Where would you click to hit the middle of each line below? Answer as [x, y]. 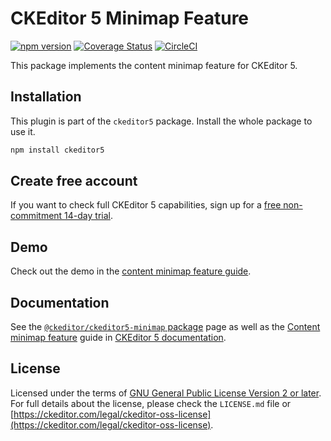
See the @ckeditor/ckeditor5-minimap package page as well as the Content [165, 327]
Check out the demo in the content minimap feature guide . [131, 271]
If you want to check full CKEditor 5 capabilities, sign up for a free [146, 205]
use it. [23, 131]
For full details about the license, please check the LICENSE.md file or [151, 403]
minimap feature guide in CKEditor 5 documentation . [118, 338]
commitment [36, 216]
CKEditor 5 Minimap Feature [130, 18]
